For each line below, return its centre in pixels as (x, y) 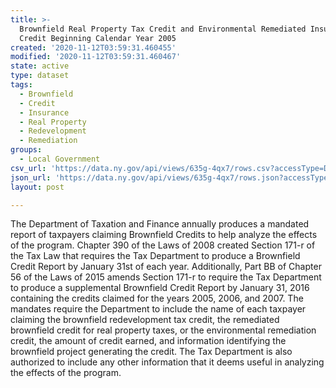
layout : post (37, 187)
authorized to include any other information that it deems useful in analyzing (167, 362)
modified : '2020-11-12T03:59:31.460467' (96, 57)
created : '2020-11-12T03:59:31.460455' (93, 47)
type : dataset (40, 76)
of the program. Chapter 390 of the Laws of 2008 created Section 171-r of (163, 245)
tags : (21, 85)
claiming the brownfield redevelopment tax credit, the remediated (145, 320)
